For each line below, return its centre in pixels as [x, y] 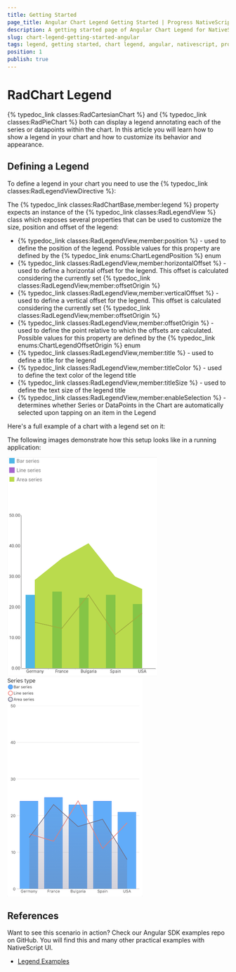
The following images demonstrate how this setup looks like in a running [112, 440]
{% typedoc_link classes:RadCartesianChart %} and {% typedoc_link [107, 114]
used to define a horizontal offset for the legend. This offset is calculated [123, 270]
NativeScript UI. [30, 948]
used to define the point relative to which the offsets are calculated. [115, 330]
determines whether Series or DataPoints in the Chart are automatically [120, 405]
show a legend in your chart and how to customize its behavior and [104, 136]
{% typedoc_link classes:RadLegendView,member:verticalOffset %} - [118, 293]
